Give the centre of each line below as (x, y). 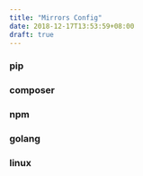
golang (25, 139)
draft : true (31, 34)
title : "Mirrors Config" (56, 18)
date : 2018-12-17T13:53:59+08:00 (72, 26)
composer (32, 90)
